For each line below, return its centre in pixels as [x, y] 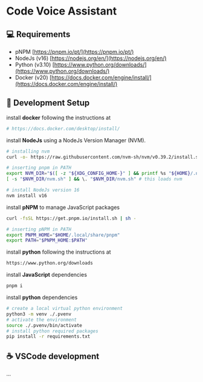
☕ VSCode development [53, 356]
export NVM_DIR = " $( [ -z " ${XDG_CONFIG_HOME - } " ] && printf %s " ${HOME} [98, 174]
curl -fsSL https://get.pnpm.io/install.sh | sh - [71, 218]
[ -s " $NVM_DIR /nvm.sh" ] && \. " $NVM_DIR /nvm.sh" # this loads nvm [94, 179]
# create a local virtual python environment [64, 309]
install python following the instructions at [59, 252]
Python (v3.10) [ [35, 64]
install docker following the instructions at [58, 117]
